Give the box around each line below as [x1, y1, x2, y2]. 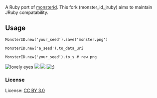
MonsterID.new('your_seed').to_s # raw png [5, 54, 97, 59]
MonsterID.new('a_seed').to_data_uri [5, 46, 84, 51]
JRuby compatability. [5, 9, 49, 15]
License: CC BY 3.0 [5, 88, 45, 94]
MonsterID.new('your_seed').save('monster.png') [5, 37, 108, 42]
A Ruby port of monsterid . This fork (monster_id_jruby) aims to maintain [5, 4, 153, 10]
